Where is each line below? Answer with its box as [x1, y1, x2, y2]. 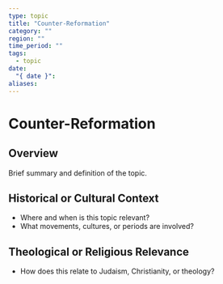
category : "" [8, 27, 53, 35]
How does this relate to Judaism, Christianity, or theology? [19, 266, 215, 276]
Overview [8, 146, 59, 160]
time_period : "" [8, 42, 63, 50]
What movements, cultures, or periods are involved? [19, 222, 195, 231]
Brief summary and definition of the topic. [8, 167, 148, 178]
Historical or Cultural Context [8, 191, 159, 205]
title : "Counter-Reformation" [8, 19, 111, 28]
